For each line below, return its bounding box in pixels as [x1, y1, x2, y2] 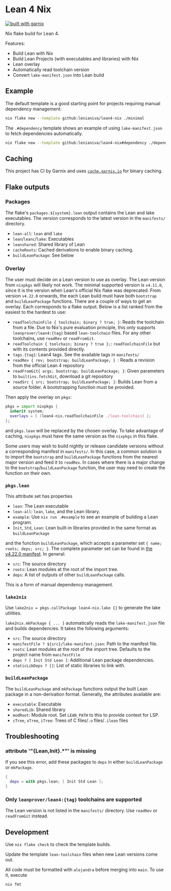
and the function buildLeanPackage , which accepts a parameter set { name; [5, 540, 162, 546]
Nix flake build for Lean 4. [5, 30, 60, 36]
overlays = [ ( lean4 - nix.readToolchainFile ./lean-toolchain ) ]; [10, 414, 152, 419]
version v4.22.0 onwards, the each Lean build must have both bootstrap [5, 293, 157, 299]
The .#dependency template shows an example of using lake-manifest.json [5, 125, 163, 131]
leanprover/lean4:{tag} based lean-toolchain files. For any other [12, 330, 151, 336]
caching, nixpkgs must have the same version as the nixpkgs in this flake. [5, 433, 159, 439]
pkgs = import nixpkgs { [5, 404, 58, 409]
